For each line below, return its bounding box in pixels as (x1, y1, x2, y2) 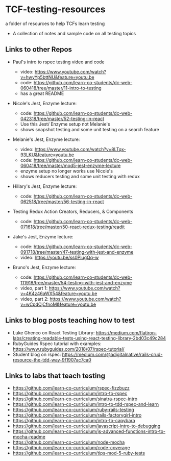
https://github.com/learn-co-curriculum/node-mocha (12, 439, 125, 445)
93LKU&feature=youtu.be (20, 152, 75, 158)
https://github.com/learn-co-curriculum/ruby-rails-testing (12, 407, 134, 413)
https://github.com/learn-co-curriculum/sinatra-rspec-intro (12, 396, 138, 402)
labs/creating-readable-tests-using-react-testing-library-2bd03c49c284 (12, 335, 166, 341)
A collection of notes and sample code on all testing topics (12, 30, 136, 36)
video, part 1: (20, 285, 48, 291)
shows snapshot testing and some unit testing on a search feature (20, 126, 159, 132)
